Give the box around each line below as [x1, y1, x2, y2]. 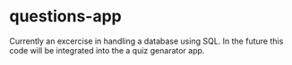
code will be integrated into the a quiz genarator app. [9, 45, 205, 55]
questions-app [9, 6, 123, 27]
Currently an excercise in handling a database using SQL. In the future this [9, 36, 284, 46]
